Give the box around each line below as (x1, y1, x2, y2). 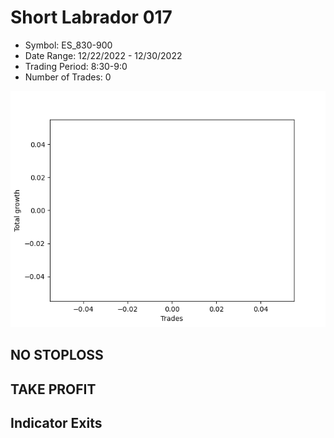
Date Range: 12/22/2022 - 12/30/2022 (24, 49, 183, 61)
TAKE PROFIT (10, 381, 97, 398)
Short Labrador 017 (10, 6, 173, 29)
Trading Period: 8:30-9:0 (24, 60, 128, 72)
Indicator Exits (10, 415, 103, 432)
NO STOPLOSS (10, 347, 104, 364)
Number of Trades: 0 (24, 71, 112, 83)
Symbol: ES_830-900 (24, 39, 113, 51)
